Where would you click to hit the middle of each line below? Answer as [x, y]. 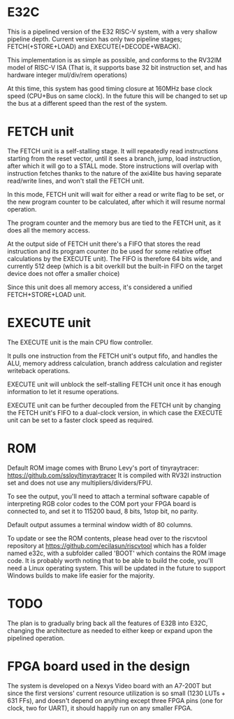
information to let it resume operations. [63, 391]
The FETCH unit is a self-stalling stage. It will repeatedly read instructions [113, 151]
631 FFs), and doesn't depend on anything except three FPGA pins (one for [115, 700]
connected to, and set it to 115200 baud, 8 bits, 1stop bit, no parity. [103, 511]
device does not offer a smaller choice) [64, 273]
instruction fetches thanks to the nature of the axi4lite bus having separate [115, 173]
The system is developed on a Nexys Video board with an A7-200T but [109, 685]
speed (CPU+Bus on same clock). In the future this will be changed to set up [117, 96]
